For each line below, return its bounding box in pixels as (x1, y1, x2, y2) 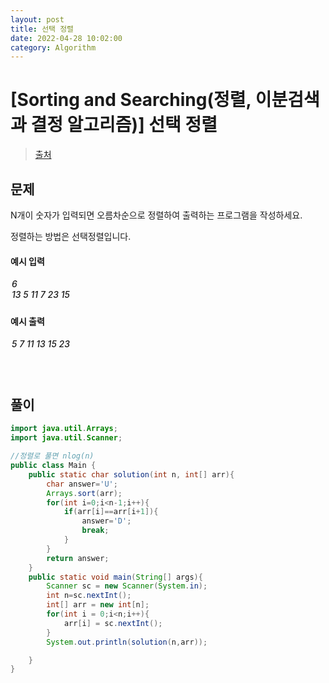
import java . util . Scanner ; (10, 433, 123, 443)
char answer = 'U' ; (46, 479, 118, 489)
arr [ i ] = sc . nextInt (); (63, 618, 163, 628)
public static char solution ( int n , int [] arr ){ (28, 469, 235, 480)
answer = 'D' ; (81, 516, 132, 526)
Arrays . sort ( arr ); (46, 488, 123, 498)
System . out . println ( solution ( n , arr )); (46, 637, 208, 647)
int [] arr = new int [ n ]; (46, 600, 150, 610)
